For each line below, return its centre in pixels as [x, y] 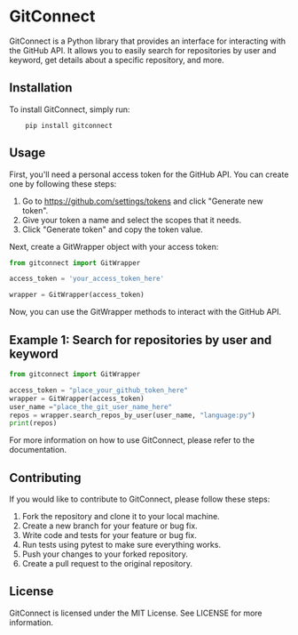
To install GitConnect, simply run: [70, 109]
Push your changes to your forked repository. [105, 554]
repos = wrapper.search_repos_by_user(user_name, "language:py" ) [132, 415]
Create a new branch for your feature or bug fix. [110, 526]
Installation [41, 88]
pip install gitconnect [69, 125]
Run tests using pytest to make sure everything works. [122, 545]
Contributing [45, 478]
